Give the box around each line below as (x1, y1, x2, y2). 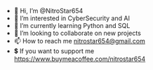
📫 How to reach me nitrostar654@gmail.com (13, 37, 145, 45)
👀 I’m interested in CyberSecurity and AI (13, 14, 130, 22)
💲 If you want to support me (13, 47, 95, 55)
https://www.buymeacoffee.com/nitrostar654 (13, 55, 146, 63)
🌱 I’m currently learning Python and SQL (13, 22, 131, 29)
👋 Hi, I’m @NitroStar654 (13, 7, 84, 15)
